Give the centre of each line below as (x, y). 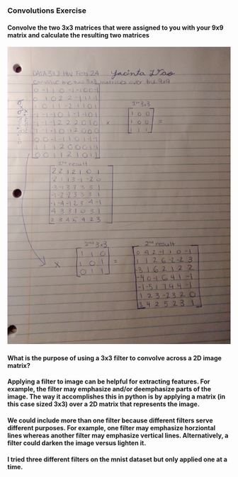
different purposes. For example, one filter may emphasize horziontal (112, 427)
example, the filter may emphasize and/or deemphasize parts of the (109, 389)
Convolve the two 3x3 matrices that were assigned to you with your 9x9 (115, 28)
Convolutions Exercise (47, 11)
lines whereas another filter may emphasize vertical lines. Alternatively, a (118, 435)
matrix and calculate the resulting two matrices (79, 35)
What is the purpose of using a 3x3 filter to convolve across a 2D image (114, 358)
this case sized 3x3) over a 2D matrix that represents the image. (103, 404)
